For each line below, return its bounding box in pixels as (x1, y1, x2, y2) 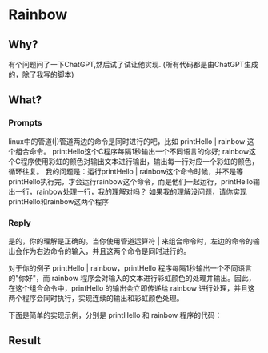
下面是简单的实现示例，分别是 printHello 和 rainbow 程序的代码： (8, 310, 222, 319)
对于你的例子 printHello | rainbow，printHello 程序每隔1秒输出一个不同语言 (8, 263, 252, 273)
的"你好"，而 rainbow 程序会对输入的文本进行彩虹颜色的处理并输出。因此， (8, 273, 256, 283)
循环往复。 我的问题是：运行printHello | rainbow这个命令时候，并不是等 (8, 166, 244, 176)
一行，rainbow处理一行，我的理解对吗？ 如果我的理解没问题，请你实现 (14, 187, 247, 196)
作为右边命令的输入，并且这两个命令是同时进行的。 (22, 246, 190, 255)
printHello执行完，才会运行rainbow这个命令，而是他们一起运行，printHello (8, 176, 254, 186)
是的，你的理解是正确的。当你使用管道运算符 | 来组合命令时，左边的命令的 (8, 236, 254, 246)
